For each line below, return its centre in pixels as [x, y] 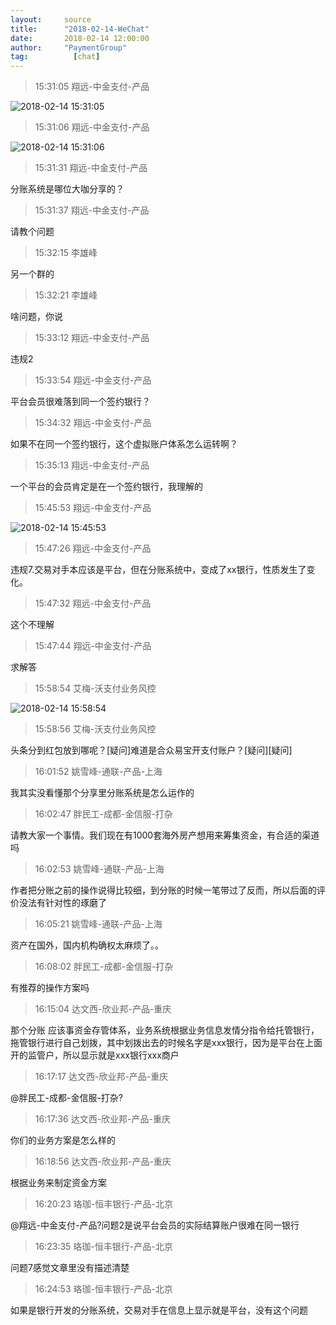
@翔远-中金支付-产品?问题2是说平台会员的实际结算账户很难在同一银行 [155, 1225]
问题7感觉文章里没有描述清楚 [70, 1268]
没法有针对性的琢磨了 [62, 903]
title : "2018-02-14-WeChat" [80, 29]
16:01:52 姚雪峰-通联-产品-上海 [98, 772]
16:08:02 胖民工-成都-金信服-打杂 [104, 967]
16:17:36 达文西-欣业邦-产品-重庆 [102, 1119]
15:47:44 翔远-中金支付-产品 [93, 646]
